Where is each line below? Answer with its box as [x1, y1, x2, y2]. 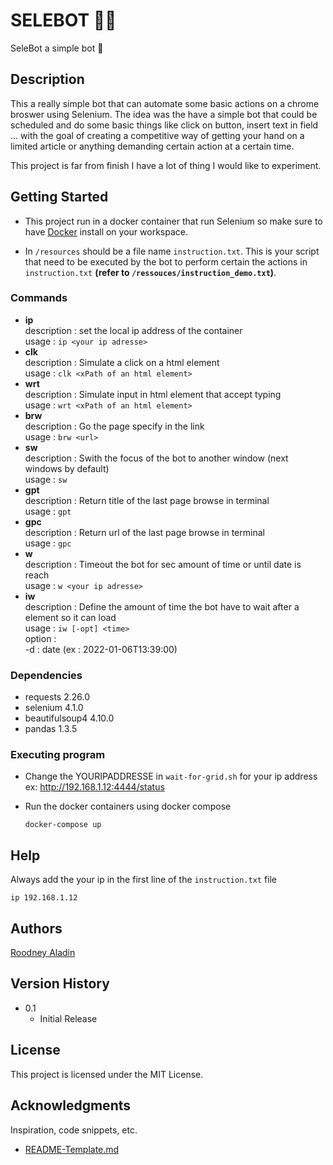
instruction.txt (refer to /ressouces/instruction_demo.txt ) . [24, 266, 277, 278]
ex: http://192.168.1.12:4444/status [24, 781, 165, 793]
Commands [10, 291, 68, 305]
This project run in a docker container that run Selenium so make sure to [24, 215, 323, 227]
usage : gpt [24, 505, 72, 517]
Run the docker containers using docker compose [24, 800, 232, 813]
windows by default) [24, 462, 110, 474]
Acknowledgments [10, 1097, 132, 1114]
